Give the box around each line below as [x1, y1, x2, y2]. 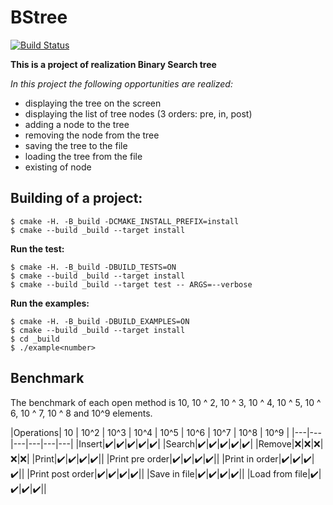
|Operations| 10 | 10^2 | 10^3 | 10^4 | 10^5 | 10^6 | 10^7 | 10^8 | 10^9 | [10, 426, 290, 438]
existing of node [24, 161, 92, 173]
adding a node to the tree [24, 118, 130, 130]
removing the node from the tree [24, 129, 160, 141]
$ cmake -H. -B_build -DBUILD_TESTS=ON [10, 262, 177, 272]
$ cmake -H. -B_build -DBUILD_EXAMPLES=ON [10, 316, 190, 326]
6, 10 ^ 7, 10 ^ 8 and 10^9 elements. [10, 407, 153, 419]
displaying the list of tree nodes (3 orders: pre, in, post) [24, 107, 253, 120]
